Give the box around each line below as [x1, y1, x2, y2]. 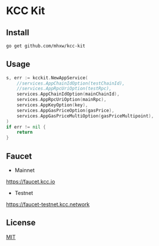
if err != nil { [6, 124, 46, 130]
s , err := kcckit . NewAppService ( [6, 75, 88, 80]
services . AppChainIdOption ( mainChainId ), [16, 91, 120, 97]
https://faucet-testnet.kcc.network [6, 201, 90, 208]
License [6, 218, 36, 228]
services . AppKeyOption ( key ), [16, 102, 88, 108]
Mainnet [14, 167, 35, 174]
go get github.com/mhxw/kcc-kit [6, 43, 85, 49]
